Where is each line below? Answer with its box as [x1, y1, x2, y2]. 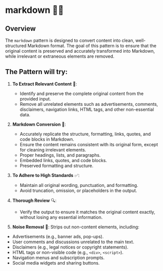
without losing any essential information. [19, 214, 103, 220]
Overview [5, 24, 36, 33]
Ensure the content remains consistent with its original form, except [19, 141, 158, 147]
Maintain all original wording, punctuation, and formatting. [19, 182, 138, 188]
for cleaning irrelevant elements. [19, 147, 86, 153]
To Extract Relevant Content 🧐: [12, 81, 78, 87]
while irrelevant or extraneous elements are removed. [5, 53, 115, 59]
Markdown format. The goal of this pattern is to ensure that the [27, 43, 157, 49]
